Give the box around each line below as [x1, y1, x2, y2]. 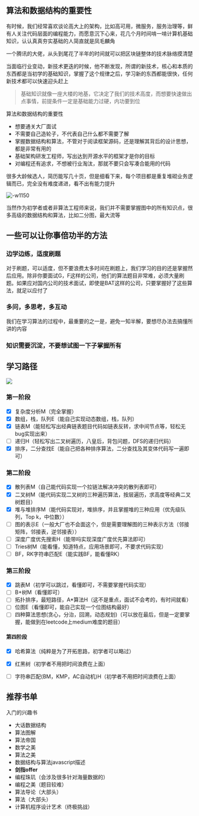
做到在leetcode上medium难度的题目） [30, 618, 124, 625]
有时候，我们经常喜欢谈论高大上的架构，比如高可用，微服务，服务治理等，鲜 [6, 23, 193, 30]
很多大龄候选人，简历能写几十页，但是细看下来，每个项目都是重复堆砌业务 [6, 172, 188, 179]
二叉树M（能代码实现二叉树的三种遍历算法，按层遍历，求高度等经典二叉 [14, 491, 191, 498]
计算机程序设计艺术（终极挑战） [14, 803, 93, 810]
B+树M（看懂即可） [14, 589, 63, 596]
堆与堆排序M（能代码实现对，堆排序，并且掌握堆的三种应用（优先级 [14, 505, 181, 513]
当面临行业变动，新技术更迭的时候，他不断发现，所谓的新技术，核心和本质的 [6, 62, 193, 69]
